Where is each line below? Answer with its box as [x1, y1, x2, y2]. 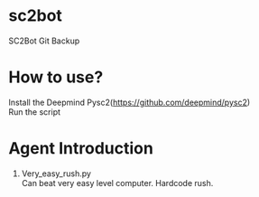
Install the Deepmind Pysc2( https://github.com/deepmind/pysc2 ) [8, 97, 251, 108]
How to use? [8, 67, 104, 88]
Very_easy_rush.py [21, 168, 92, 179]
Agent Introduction [8, 138, 154, 159]
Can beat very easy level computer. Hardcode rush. [21, 177, 214, 188]
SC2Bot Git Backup [8, 35, 80, 46]
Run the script [8, 106, 60, 117]
